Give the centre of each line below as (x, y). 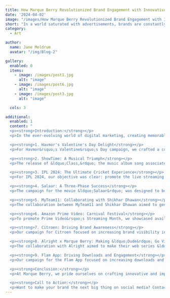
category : (16, 29)
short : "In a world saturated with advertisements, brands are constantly (86, 24)
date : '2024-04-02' (26, 15)
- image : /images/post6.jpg (44, 85)
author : (13, 43)
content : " (21, 126)
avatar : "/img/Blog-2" (34, 52)
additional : (18, 117)
